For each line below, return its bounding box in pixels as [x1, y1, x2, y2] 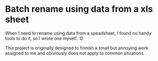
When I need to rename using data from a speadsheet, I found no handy [5, 30, 152, 36]
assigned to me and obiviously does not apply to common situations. [5, 50, 145, 56]
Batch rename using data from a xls [5, 3, 153, 15]
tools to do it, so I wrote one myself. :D [5, 35, 83, 41]
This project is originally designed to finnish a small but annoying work [5, 45, 149, 51]
